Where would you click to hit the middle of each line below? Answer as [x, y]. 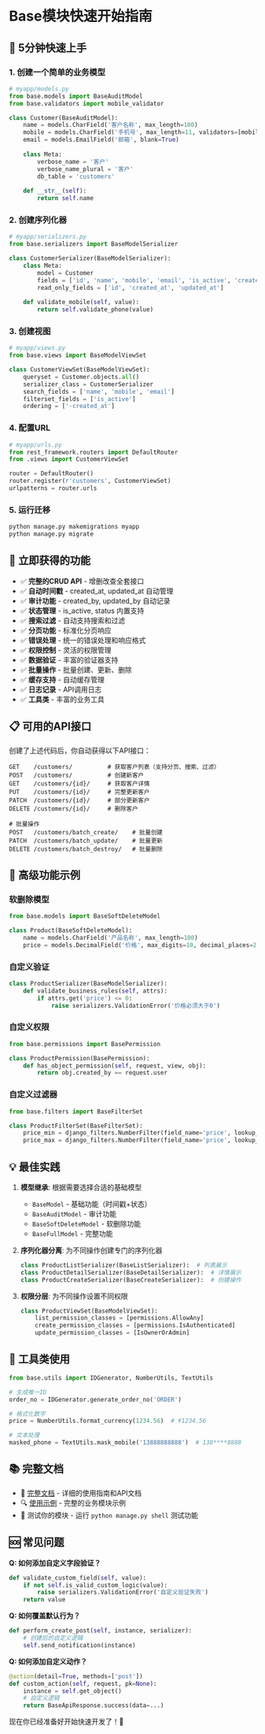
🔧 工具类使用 [39, 1359]
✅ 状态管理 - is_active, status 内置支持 [82, 611]
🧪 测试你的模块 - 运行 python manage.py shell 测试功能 [109, 1515]
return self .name [65, 199]
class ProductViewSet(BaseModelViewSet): [89, 1311]
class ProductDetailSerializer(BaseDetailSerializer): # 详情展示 [131, 1272]
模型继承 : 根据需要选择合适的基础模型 [81, 1187]
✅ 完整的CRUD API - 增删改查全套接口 [82, 581]
